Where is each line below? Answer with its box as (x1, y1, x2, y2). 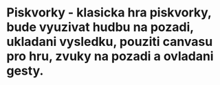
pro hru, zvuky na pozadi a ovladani (6, 49, 214, 64)
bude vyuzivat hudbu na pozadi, (6, 19, 194, 35)
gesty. (6, 63, 44, 79)
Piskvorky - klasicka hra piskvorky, (6, 5, 212, 21)
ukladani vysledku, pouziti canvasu (6, 34, 213, 49)
